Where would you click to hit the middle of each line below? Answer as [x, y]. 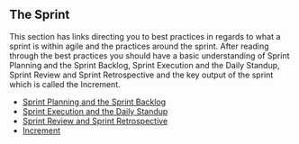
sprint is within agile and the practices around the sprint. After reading [139, 46]
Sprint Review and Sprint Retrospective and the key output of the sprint [141, 75]
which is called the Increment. [65, 84]
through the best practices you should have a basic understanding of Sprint [149, 55]
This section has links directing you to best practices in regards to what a [145, 36]
